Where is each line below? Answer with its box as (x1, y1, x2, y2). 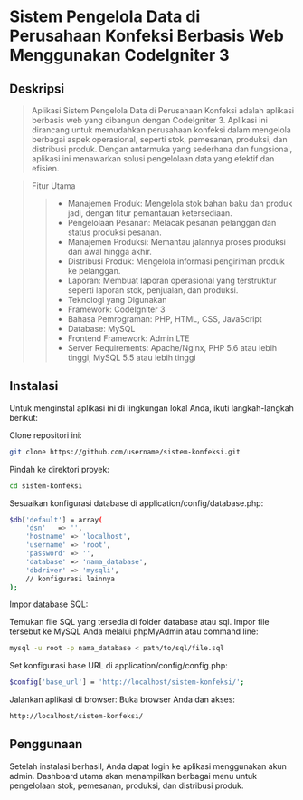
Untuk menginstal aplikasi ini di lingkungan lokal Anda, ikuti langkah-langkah (9, 402, 294, 414)
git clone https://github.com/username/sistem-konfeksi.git (9, 447, 241, 456)
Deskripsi (9, 81, 65, 96)
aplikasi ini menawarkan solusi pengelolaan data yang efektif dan (31, 153, 275, 164)
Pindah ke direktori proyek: (9, 463, 110, 474)
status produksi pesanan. (67, 227, 163, 238)
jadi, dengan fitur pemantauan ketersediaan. (67, 208, 232, 219)
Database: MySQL (67, 324, 136, 334)
